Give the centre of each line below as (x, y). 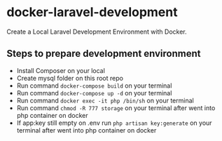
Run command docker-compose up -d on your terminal (94, 93)
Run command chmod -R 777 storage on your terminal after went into (116, 108)
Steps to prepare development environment (104, 54)
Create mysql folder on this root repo (70, 78)
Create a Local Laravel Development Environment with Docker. (97, 32)
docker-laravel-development (92, 12)
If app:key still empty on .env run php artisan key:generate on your (114, 123)
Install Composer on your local (61, 70)
